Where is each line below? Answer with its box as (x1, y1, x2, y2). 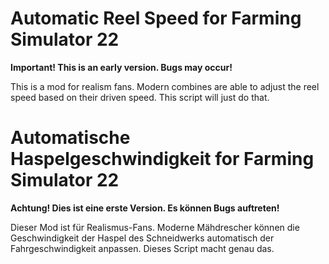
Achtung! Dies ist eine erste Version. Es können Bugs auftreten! (10, 202, 280, 214)
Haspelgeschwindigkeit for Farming (10, 148, 315, 171)
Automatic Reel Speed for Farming (10, 7, 302, 30)
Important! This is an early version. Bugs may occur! (10, 61, 233, 73)
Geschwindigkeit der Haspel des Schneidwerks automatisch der (10, 232, 275, 244)
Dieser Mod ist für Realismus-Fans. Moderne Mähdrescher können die (10, 221, 300, 233)
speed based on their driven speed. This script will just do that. (10, 91, 270, 103)
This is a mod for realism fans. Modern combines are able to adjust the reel (10, 80, 320, 92)
